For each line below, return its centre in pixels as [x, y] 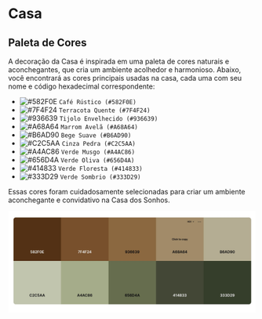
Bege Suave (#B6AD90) [96, 136]
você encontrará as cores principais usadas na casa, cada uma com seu [125, 78]
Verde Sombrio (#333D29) [100, 177]
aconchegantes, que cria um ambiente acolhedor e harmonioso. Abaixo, [125, 70]
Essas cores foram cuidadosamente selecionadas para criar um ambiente [127, 192]
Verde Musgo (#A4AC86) [98, 152]
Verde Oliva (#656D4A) [98, 161]
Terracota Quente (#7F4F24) [104, 111]
